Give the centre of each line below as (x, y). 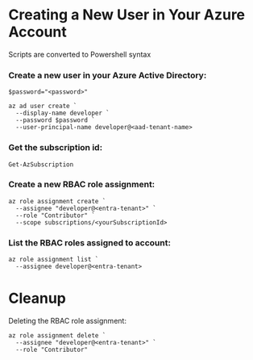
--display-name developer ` (63, 113)
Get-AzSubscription (41, 164)
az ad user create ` (43, 107)
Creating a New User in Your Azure (127, 15)
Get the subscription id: (56, 148)
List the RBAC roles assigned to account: (90, 242)
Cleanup (37, 298)
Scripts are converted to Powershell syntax (80, 54)
